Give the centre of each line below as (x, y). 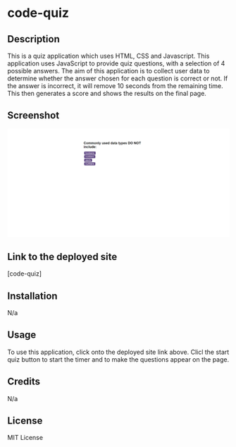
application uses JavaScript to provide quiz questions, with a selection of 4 (116, 63)
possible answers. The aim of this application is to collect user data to (108, 71)
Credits (24, 382)
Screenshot (33, 115)
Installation (32, 296)
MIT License (25, 438)
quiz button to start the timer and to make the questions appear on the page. (118, 359)
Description (33, 39)
